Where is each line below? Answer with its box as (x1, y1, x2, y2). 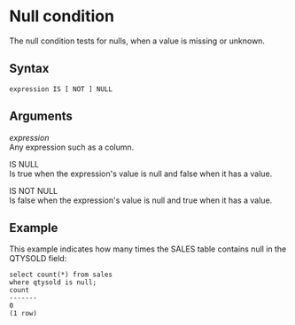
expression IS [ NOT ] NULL (9, 84, 113, 94)
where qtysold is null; (9, 278, 97, 287)
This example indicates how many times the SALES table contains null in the (9, 244, 287, 254)
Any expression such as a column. (9, 142, 135, 152)
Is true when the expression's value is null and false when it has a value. (9, 168, 273, 179)
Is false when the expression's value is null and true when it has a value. (9, 195, 273, 205)
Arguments (9, 109, 74, 124)
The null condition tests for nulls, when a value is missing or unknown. (9, 35, 266, 46)
